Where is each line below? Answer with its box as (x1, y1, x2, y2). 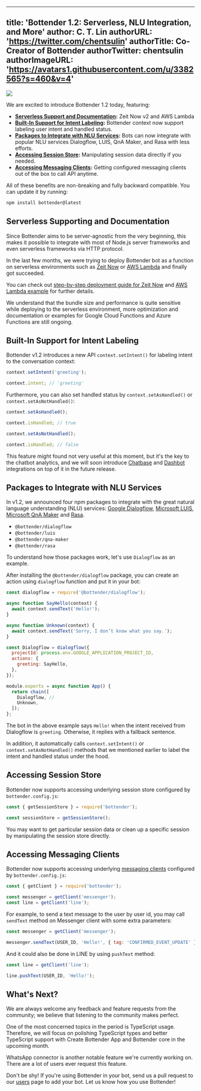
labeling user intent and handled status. (14, 125, 112, 133)
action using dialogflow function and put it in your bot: (6, 578, 141, 585)
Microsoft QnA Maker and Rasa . (6, 511, 85, 518)
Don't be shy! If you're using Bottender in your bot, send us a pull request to (6, 1072, 193, 1079)
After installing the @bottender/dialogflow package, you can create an (6, 571, 179, 579)
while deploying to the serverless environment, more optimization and (6, 305, 178, 313)
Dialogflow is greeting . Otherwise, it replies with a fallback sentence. (6, 729, 176, 735)
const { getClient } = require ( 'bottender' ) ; (6, 883, 121, 889)
